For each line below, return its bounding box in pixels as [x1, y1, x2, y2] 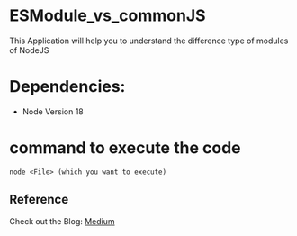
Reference [9, 192, 69, 207]
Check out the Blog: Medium [9, 215, 115, 226]
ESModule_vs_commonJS [9, 5, 206, 26]
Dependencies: [9, 77, 126, 97]
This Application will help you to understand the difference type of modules [9, 35, 289, 46]
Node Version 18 [22, 105, 84, 117]
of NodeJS [9, 44, 49, 55]
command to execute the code [9, 138, 241, 159]
